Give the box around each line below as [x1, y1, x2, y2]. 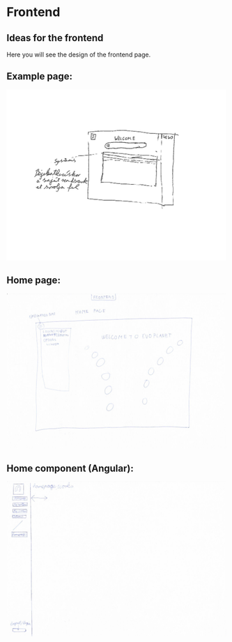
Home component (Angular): [6, 462, 134, 474]
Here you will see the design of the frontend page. [6, 50, 151, 59]
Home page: [6, 275, 61, 286]
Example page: [6, 70, 73, 82]
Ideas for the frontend [6, 32, 104, 44]
